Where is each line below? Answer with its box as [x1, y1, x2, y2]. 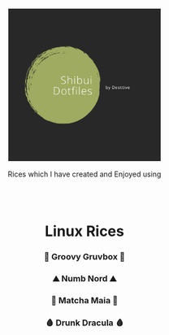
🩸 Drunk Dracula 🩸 [45, 317, 124, 328]
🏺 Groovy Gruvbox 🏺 [44, 251, 125, 263]
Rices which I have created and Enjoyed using [7, 169, 162, 179]
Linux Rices [45, 222, 124, 241]
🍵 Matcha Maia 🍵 [50, 294, 119, 306]
